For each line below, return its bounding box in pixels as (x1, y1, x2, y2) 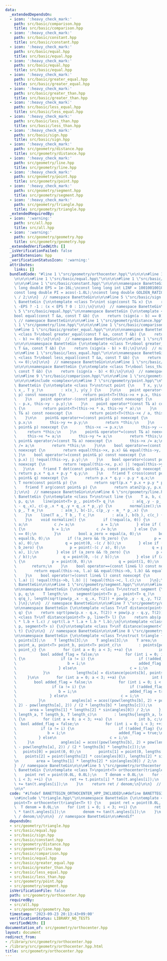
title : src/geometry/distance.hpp (14, 151, 85, 156)
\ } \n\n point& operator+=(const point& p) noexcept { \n (14, 415, 148, 420)
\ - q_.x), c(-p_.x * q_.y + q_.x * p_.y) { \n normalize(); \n (14, 503, 162, 509)
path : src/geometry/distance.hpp (14, 147, 83, 152)
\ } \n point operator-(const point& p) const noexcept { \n (14, 397, 153, 402)
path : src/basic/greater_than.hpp (14, 91, 85, 96)
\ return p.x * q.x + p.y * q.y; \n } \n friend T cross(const (14, 471, 157, 476)
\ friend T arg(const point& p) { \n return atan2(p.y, (14, 485, 153, 490)
